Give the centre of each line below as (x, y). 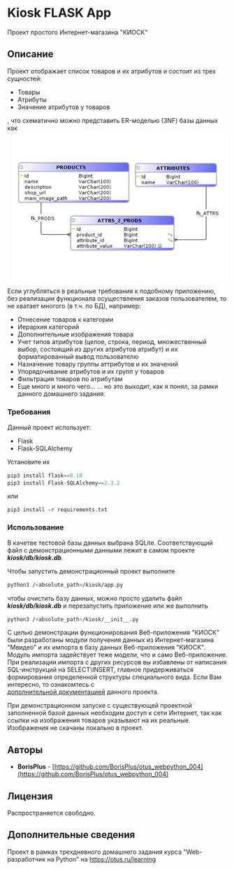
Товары (29, 92)
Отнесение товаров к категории (65, 320)
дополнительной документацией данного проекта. (83, 692)
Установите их (29, 462)
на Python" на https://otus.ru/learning (102, 859)
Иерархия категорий (48, 327)
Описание (30, 54)
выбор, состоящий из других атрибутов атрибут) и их (97, 349)
